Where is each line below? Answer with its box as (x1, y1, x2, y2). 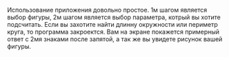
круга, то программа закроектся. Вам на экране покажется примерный (7, 27, 219, 36)
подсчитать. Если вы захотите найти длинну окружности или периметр (7, 21, 219, 28)
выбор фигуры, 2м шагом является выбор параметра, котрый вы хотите (7, 13, 221, 21)
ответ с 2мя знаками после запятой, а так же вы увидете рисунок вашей (7, 35, 223, 43)
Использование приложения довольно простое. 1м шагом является (7, 6, 208, 14)
